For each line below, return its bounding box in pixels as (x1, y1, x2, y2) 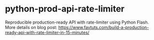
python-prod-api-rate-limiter (5, 3, 125, 14)
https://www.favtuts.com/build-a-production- (58, 24, 149, 30)
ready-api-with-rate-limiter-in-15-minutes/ (5, 29, 90, 35)
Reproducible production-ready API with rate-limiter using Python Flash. (5, 19, 149, 25)
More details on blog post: (5, 24, 57, 30)
